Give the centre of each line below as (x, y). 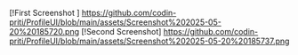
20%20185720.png (44, 31)
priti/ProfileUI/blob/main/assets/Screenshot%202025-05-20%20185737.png (149, 41)
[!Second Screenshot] (121, 31)
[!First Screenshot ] (44, 13)
